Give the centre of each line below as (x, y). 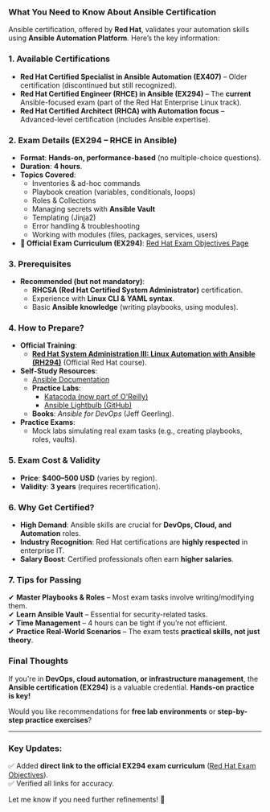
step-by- (232, 711)
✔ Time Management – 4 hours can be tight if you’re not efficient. (118, 623)
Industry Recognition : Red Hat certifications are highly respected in (134, 542)
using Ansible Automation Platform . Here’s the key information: (114, 38)
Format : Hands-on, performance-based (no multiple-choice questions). (141, 157)
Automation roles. (51, 534)
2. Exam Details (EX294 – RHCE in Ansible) (93, 140)
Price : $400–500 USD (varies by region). (89, 478)
